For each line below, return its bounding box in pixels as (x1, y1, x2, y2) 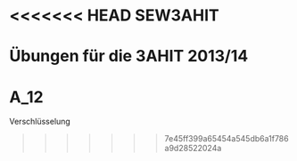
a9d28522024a (164, 143, 222, 154)
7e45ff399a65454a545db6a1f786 (164, 133, 289, 144)
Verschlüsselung (9, 117, 71, 127)
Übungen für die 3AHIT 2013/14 (9, 46, 249, 67)
